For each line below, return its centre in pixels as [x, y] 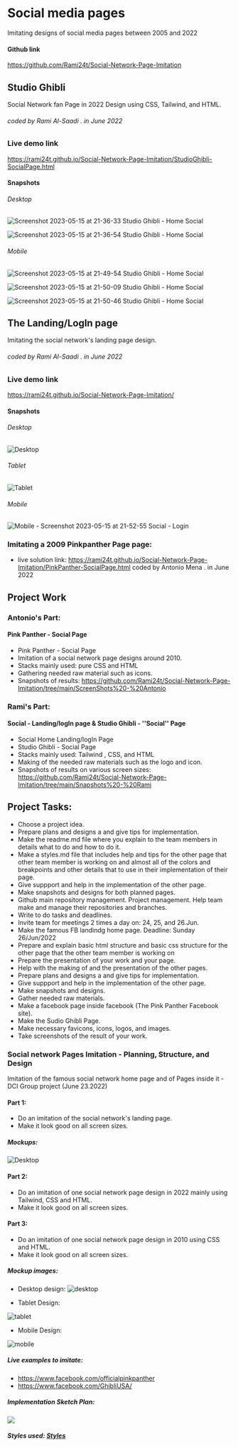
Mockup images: [33, 1271]
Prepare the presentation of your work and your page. [97, 960]
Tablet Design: [39, 1303]
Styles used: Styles [37, 1436]
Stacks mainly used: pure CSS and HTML [78, 665]
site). [25, 1013]
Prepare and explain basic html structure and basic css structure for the [123, 945]
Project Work [37, 597]
